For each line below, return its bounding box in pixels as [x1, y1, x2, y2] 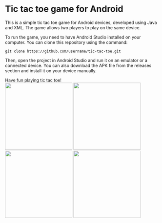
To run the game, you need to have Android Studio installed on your [5, 34, 141, 40]
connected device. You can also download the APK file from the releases [5, 62, 152, 68]
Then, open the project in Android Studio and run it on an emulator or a [5, 57, 148, 63]
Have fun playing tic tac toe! [5, 77, 62, 83]
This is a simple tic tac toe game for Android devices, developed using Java [5, 20, 157, 25]
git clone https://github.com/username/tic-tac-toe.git [5, 49, 121, 54]
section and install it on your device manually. [5, 67, 97, 74]
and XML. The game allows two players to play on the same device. [5, 24, 141, 30]
